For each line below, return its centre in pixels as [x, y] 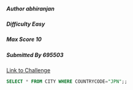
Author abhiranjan [31, 9]
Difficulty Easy [26, 24]
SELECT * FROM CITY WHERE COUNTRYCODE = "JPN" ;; [67, 82]
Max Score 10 [24, 39]
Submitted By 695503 [35, 54]
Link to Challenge [28, 70]
